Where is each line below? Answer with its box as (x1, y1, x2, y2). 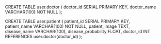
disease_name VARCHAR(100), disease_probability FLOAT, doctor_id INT (5, 29, 150, 34)
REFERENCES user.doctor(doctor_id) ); (5, 33, 82, 39)
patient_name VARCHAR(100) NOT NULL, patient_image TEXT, (5, 23, 130, 29)
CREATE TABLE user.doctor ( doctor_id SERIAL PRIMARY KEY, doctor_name (5, 4, 156, 10)
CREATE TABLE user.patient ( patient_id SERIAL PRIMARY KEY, (5, 19, 130, 24)
